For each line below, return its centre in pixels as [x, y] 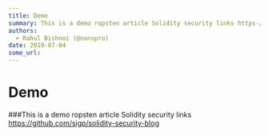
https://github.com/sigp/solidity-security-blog [84, 123]
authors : [23, 30]
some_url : [25, 53]
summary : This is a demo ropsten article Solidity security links [121, 23]
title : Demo [28, 16]
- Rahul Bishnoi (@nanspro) [62, 38]
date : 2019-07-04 [37, 46]
